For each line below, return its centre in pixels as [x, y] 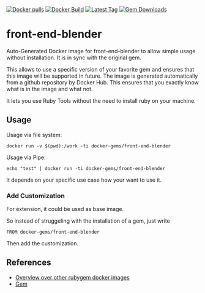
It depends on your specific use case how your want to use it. [84, 180]
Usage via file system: [34, 135]
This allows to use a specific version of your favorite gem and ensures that [100, 69]
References [29, 263]
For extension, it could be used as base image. [65, 209]
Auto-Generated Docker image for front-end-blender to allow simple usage [101, 51]
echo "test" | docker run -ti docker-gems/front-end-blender [86, 168]
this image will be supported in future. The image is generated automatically [102, 76]
